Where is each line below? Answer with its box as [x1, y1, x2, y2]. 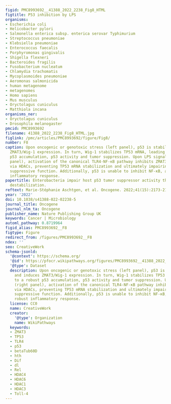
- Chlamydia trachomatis [5, 69, 58, 74]
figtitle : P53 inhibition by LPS [5, 12, 76, 17]
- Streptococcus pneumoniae [5, 36, 65, 41]
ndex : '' [5, 239, 24, 245]
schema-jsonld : [5, 249, 38, 254]
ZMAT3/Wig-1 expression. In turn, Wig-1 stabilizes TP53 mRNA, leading [10, 150, 165, 155]
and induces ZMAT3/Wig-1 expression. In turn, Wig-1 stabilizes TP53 [14, 273, 165, 278]
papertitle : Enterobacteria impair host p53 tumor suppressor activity [5, 178, 160, 183]
